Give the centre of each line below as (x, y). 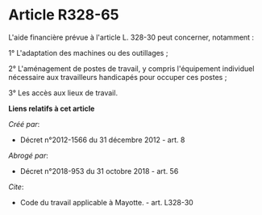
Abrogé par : (28, 155)
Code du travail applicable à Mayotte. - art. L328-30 (106, 202)
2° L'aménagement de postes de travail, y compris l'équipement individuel (131, 68)
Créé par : (24, 124)
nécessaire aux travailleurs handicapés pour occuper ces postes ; (118, 77)
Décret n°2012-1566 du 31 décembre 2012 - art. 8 (102, 140)
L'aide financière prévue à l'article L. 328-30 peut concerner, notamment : (131, 37)
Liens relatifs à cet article (52, 108)
